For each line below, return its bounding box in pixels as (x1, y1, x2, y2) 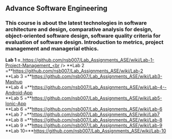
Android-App (5, 89, 33, 95)
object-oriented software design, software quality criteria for (5, 32, 161, 39)
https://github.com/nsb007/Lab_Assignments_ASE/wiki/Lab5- (31, 95, 162, 101)
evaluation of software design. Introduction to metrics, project (5, 38, 164, 46)
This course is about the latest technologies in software (5, 19, 147, 27)
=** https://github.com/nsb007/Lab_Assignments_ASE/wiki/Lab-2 (5, 68, 144, 74)
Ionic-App (5, 100, 27, 107)
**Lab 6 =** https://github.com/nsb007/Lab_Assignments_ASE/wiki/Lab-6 (5, 106, 163, 112)
